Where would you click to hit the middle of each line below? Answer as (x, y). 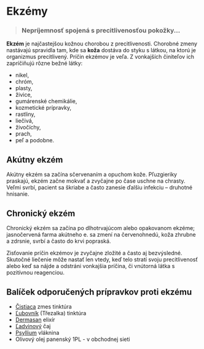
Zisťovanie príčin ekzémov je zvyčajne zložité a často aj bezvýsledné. (94, 253)
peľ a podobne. (34, 140)
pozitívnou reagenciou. (35, 273)
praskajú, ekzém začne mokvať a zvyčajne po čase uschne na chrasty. (96, 181)
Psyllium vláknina (37, 332)
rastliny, (25, 114)
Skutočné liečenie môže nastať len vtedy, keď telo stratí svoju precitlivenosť (102, 259)
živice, (24, 95)
